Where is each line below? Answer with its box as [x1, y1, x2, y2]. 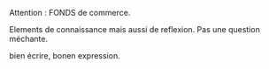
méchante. [9, 34, 49, 44]
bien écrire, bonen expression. [9, 51, 121, 60]
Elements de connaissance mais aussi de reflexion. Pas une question [9, 24, 261, 34]
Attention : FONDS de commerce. [9, 8, 131, 17]
